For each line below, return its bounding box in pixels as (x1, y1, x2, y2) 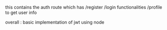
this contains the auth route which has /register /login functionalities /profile (5, 4, 162, 10)
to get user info (5, 9, 37, 15)
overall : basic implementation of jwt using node (5, 19, 105, 25)
